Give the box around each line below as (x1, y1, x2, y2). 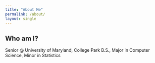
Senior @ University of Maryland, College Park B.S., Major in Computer (5, 47, 150, 53)
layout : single (5, 16, 37, 21)
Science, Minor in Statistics (5, 52, 61, 59)
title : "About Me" (5, 7, 43, 12)
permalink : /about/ (5, 12, 46, 17)
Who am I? (5, 34, 39, 42)
